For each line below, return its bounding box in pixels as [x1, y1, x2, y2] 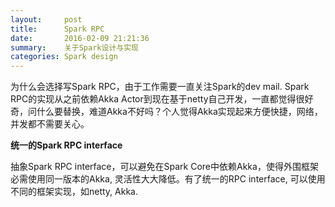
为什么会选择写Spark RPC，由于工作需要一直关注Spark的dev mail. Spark [10, 81, 310, 93]
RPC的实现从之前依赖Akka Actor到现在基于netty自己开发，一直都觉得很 [10, 93, 305, 105]
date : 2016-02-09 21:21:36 [10, 33, 150, 43]
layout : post [10, 14, 83, 25]
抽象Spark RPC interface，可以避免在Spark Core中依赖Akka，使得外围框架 [10, 161, 319, 173]
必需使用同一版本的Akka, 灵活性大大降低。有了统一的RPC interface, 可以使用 [10, 173, 326, 185]
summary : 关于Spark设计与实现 [10, 42, 139, 53]
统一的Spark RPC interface [10, 139, 123, 151]
